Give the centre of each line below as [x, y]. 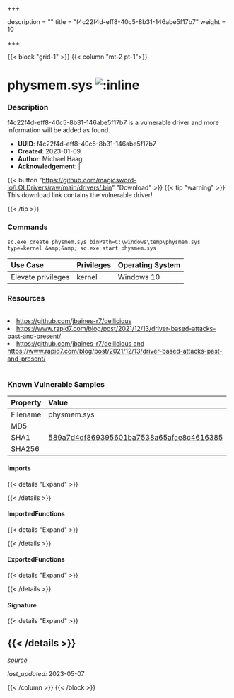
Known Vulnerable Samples [56, 384]
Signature [22, 605]
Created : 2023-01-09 [49, 151]
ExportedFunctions [36, 559]
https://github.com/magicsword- [89, 180]
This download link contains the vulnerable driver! [80, 195]
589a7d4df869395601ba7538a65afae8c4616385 [136, 438]
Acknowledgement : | [49, 166]
